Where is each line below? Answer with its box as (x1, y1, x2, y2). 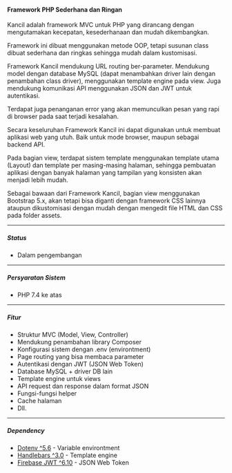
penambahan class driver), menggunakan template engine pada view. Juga (7, 77, 221, 85)
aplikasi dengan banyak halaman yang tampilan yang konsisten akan (7, 169, 202, 177)
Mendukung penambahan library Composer (17, 338, 142, 346)
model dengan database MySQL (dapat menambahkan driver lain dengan (7, 70, 216, 78)
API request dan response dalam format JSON (17, 382, 149, 391)
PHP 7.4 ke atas (17, 291, 62, 299)
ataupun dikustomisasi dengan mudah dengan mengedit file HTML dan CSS (7, 204, 223, 212)
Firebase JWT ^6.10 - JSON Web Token (17, 458, 130, 467)
